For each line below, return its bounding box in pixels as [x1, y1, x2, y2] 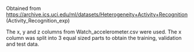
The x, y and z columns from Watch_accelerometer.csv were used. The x [6, 28, 182, 35]
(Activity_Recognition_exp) [6, 17, 70, 24]
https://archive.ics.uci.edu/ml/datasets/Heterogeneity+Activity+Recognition [6, 11, 188, 18]
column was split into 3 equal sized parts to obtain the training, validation [6, 35, 182, 41]
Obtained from [6, 5, 41, 12]
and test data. [6, 40, 40, 47]
